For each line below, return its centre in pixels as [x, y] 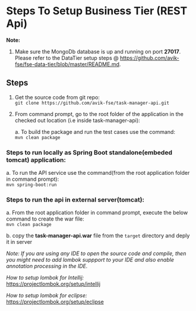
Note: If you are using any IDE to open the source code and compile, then [96, 253]
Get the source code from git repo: [57, 97]
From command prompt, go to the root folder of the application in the [99, 114]
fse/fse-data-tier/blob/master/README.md [67, 64]
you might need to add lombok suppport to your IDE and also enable [90, 260]
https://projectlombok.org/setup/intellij [53, 284]
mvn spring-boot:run [32, 185]
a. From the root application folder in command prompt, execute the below [97, 213]
